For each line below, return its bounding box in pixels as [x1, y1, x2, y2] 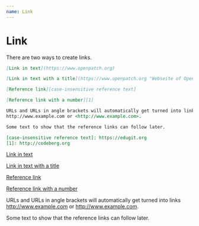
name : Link [6, 8, 33, 15]
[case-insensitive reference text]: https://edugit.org [6, 134, 147, 141]
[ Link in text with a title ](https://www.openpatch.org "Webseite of [6, 76, 182, 82]
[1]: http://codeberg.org [6, 140, 70, 146]
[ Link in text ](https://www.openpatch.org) [6, 65, 115, 71]
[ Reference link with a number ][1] [6, 97, 94, 104]
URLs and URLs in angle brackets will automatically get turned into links [6, 196, 181, 204]
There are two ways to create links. [6, 54, 92, 61]
